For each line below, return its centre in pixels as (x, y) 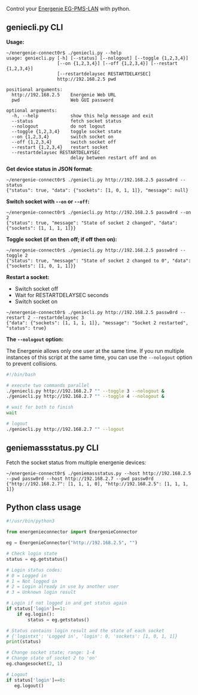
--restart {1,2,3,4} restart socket (60, 147)
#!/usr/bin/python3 (31, 521)
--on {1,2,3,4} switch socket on (63, 137)
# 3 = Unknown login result (41, 593)
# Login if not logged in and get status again (67, 603)
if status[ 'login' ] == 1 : (36, 609)
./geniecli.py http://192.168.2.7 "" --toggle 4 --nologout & (85, 397)
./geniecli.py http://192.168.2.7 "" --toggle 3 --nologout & (85, 391)
